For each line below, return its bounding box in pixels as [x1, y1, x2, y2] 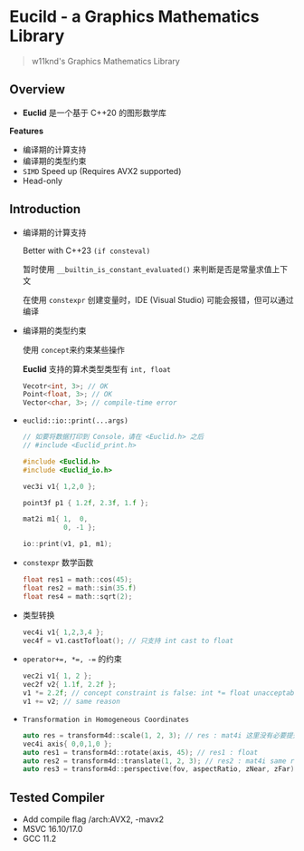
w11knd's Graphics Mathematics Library [31, 55, 181, 66]
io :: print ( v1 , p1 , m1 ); [22, 540, 113, 549]
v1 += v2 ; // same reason [22, 697, 120, 707]
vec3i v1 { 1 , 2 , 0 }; [22, 482, 97, 491]
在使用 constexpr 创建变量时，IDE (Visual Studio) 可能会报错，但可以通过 [22, 294, 294, 305]
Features [9, 125, 43, 136]
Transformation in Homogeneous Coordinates [22, 715, 190, 724]
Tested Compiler [9, 789, 106, 805]
